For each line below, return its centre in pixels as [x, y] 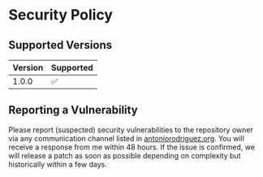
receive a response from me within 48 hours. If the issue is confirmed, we [132, 147]
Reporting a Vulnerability [73, 110]
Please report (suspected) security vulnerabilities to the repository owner [131, 130]
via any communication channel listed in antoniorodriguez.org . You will [127, 138]
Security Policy [61, 15]
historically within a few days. [58, 164]
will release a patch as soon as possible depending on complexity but [125, 155]
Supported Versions [60, 45]
